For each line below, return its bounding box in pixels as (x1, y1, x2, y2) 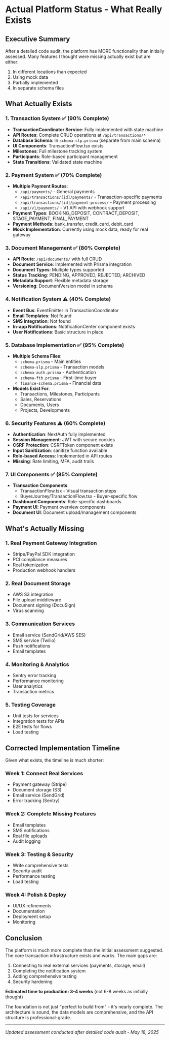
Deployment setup (12, 913, 52, 920)
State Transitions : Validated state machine (12, 159, 102, 165)
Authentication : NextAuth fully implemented (12, 431, 106, 438)
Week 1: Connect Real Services (5, 770, 83, 777)
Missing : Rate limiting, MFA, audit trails (12, 458, 94, 465)
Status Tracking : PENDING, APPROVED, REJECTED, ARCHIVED (12, 272, 146, 278)
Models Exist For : (12, 385, 50, 391)
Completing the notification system (12, 968, 86, 974)
